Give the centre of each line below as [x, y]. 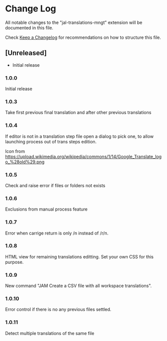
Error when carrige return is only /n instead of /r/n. [57, 233]
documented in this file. [29, 27]
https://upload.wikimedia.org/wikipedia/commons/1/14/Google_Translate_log [83, 156]
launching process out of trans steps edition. [51, 141]
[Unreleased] [26, 53]
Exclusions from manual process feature [46, 209]
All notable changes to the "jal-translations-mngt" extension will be [74, 22]
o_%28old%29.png [25, 162]
